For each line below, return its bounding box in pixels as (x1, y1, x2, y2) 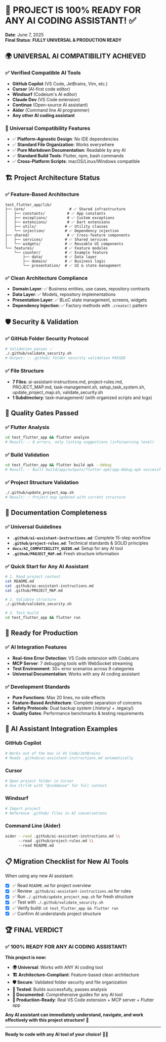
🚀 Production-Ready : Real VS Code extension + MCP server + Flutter (12, 997, 154, 1003)
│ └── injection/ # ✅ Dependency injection (5, 228, 119, 233)
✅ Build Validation (5, 451, 49, 458)
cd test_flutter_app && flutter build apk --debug (5, 462, 112, 468)
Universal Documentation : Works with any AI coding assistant (12, 671, 140, 677)
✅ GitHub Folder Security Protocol (5, 335, 89, 342)
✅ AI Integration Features (5, 644, 67, 651)
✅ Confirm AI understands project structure (12, 911, 101, 916)
